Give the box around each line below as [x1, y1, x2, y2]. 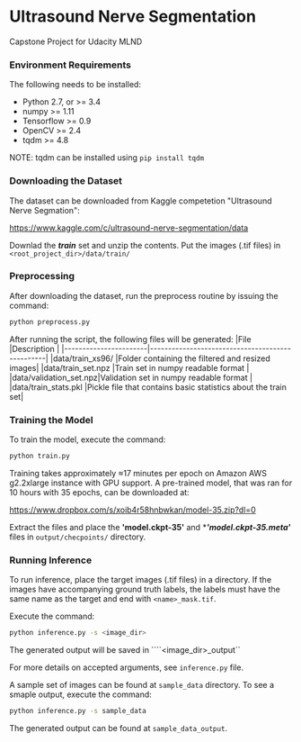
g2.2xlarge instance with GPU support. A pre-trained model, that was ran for [9, 477, 293, 488]
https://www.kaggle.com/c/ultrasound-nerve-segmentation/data [9, 222, 249, 233]
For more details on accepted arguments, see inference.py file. [9, 662, 244, 673]
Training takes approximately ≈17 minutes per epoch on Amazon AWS [9, 467, 268, 478]
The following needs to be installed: [9, 79, 142, 90]
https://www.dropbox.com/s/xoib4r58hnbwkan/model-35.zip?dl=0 [9, 504, 256, 515]
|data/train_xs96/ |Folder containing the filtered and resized [49, 353, 271, 364]
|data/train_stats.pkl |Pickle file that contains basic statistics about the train [9, 381, 288, 393]
